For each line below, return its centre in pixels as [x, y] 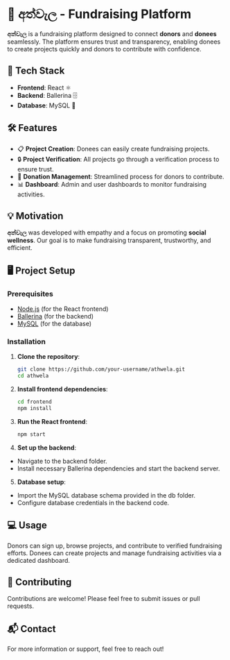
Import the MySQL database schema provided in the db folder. [106, 495]
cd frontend [34, 402]
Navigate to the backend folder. [62, 461]
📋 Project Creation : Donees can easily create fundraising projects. [113, 149]
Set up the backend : [47, 448]
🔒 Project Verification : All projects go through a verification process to [118, 159]
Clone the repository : [48, 357]
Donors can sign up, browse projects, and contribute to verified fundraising [115, 545]
